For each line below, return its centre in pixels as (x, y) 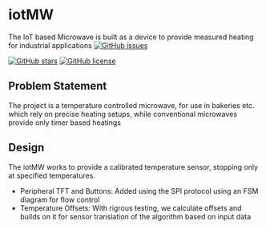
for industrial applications (50, 45)
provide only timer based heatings (65, 123)
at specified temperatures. (52, 175)
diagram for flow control (60, 199)
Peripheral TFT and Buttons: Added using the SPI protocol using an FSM (139, 191)
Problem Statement (58, 86)
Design (26, 148)
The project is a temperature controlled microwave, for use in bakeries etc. (131, 105)
